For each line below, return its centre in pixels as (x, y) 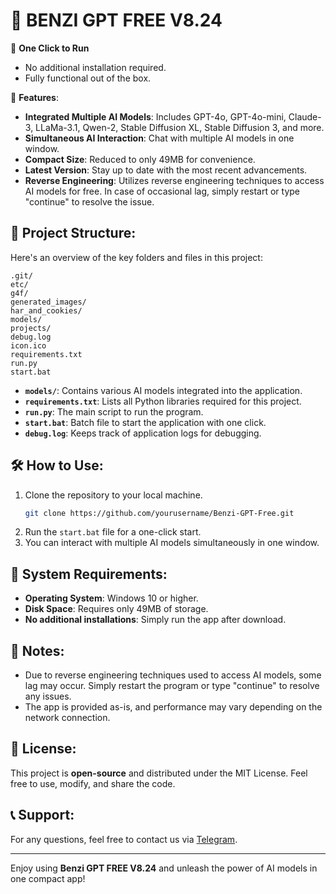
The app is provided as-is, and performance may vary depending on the (173, 707)
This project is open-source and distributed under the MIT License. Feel (159, 773)
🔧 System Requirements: (89, 574)
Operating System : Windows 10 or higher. (111, 598)
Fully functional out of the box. (88, 78)
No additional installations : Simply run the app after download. (155, 620)
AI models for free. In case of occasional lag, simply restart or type (162, 191)
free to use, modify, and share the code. (93, 783)
